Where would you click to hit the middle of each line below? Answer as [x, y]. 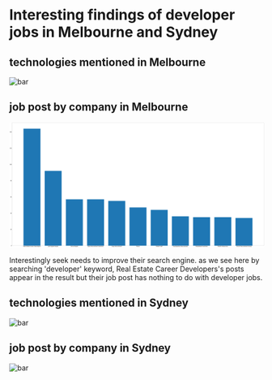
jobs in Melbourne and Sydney [114, 32]
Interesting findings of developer [122, 15]
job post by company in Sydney [90, 348]
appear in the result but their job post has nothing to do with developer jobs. [136, 277]
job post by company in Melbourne [99, 107]
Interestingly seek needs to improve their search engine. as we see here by [134, 260]
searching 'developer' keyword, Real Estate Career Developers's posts [127, 269]
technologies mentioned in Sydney [99, 303]
